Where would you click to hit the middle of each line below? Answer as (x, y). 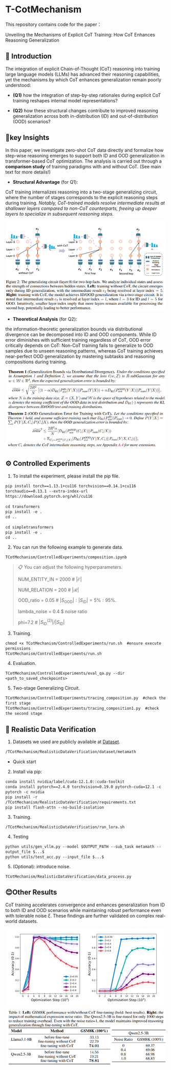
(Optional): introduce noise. (41, 866)
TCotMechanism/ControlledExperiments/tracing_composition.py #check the (86, 698)
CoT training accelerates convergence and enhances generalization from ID (85, 905)
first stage (18, 704)
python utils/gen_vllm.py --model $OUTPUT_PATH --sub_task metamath (80, 847)
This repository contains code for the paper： (54, 24)
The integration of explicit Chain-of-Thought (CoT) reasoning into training (83, 68)
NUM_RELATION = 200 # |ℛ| (48, 590)
